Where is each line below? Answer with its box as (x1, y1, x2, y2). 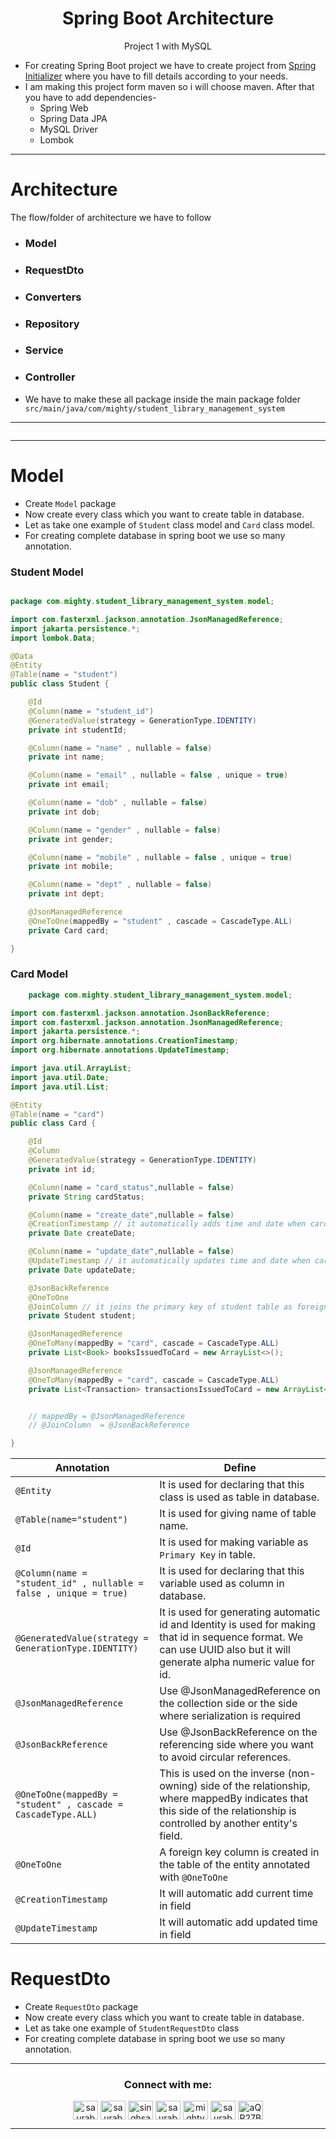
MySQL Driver (39, 123, 98, 135)
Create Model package (24, 497, 117, 509)
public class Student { (10, 679, 110, 689)
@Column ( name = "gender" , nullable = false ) (28, 825, 222, 835)
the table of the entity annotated (159, 1858, 310, 1872)
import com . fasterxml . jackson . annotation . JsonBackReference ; (10, 1008, 271, 1018)
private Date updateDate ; (28, 1265, 137, 1275)
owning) (159, 1779, 198, 1793)
